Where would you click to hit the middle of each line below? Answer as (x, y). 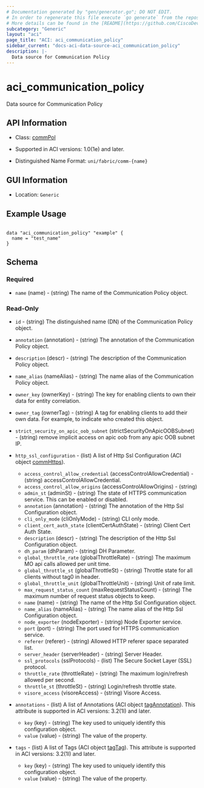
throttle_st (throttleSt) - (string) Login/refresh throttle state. (100, 686)
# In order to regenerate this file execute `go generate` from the (95, 18)
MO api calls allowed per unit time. (67, 564)
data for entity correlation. (48, 400)
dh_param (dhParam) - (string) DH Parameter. (80, 551)
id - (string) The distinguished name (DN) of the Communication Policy (104, 322)
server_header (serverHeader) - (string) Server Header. (93, 654)
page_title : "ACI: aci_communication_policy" (65, 40)
